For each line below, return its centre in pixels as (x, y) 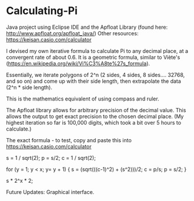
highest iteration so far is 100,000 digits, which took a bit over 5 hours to (93, 122)
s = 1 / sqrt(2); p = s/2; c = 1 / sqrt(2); (51, 158)
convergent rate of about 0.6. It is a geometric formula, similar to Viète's (93, 57)
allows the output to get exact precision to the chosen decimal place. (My (95, 116)
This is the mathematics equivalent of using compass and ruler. (83, 99)
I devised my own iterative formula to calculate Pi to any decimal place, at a (97, 51)
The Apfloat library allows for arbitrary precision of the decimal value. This (96, 110)
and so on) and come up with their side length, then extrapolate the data (93, 81)
